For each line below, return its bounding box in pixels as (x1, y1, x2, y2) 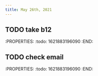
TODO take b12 (5, 26, 52, 34)
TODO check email (5, 53, 64, 61)
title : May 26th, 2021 (5, 7, 52, 12)
